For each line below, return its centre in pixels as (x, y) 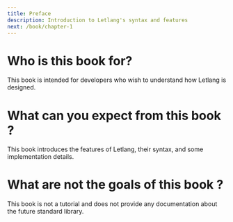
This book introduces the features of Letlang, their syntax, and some (105, 149)
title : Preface (29, 14)
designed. (22, 87)
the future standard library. (46, 212)
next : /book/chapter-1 (40, 26)
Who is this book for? (70, 61)
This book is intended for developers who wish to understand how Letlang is (117, 80)
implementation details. (41, 157)
